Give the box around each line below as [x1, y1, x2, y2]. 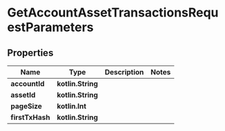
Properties [7, 47, 54, 59]
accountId [10, 79, 45, 88]
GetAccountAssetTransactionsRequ [7, 5, 219, 21]
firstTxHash [10, 112, 50, 122]
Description [104, 68, 144, 77]
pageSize [10, 101, 43, 111]
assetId [10, 90, 36, 99]
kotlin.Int [57, 101, 87, 111]
